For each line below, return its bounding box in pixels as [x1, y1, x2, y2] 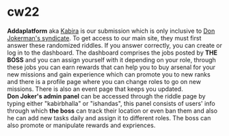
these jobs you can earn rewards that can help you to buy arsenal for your [7, 63, 216, 71]
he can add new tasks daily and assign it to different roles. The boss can [7, 113, 211, 122]
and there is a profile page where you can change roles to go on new [7, 77, 202, 85]
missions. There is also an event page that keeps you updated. [7, 85, 183, 93]
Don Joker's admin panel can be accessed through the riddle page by [7, 92, 206, 100]
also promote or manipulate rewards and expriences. [7, 121, 156, 129]
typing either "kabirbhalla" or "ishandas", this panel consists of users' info [7, 99, 215, 107]
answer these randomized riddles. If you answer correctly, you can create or [7, 41, 223, 49]
